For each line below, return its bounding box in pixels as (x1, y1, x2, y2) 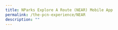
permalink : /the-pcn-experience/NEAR (5, 12, 86, 17)
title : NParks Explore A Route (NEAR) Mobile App (5, 7, 113, 13)
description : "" (5, 17, 40, 22)
